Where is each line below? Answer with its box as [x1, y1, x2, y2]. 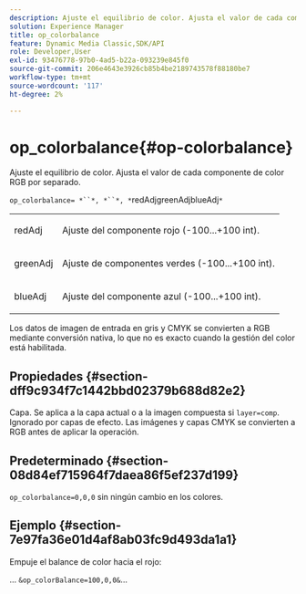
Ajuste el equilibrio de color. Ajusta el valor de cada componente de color [9, 167, 285, 178]
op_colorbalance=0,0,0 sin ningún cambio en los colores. [9, 492, 224, 503]
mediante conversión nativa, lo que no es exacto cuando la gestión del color [9, 332, 296, 343]
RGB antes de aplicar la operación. [9, 426, 139, 438]
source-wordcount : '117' [9, 81, 104, 90]
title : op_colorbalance [9, 30, 100, 39]
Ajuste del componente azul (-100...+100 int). [62, 290, 261, 303]
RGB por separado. [9, 177, 81, 188]
